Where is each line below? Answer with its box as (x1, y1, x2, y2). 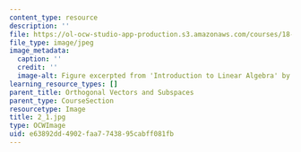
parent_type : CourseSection (9, 96, 115, 106)
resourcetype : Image (9, 105, 87, 114)
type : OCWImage (9, 122, 66, 131)
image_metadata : (9, 46, 70, 55)
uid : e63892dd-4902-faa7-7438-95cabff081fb (9, 130, 175, 139)
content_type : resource (9, 13, 99, 22)
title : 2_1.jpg (9, 113, 66, 122)
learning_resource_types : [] (9, 80, 118, 89)
